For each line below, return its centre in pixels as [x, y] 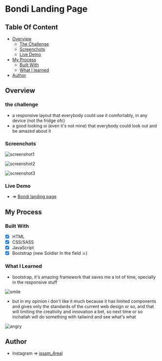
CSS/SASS [23, 242]
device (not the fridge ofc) [39, 120]
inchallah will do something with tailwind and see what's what [74, 316]
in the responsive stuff [35, 282]
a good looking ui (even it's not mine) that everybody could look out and [84, 125]
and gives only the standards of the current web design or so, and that [83, 306]
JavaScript [23, 248]
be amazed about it [31, 131]
